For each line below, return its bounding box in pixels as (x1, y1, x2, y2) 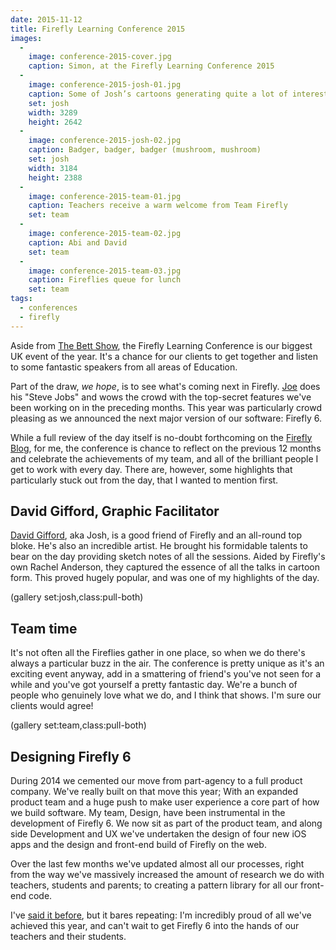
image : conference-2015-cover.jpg (28, 52, 172, 62)
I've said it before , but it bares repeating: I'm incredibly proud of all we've (10, 909, 312, 921)
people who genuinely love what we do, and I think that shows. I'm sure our (10, 689, 322, 701)
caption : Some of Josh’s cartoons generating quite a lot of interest (28, 89, 329, 99)
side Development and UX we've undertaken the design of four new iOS (10, 828, 307, 840)
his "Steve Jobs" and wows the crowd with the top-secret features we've (10, 391, 312, 403)
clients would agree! (10, 700, 94, 712)
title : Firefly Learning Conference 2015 (10, 24, 186, 34)
